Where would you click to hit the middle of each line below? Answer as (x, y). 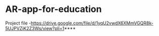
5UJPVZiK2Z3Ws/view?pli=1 (35, 28)
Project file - (18, 23)
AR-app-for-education (54, 9)
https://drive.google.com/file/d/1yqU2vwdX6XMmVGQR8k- (92, 23)
